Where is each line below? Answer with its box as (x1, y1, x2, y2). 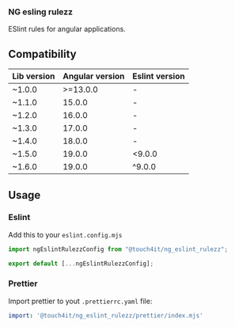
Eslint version (132, 70, 185, 82)
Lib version (12, 70, 55, 82)
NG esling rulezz (8, 6, 74, 17)
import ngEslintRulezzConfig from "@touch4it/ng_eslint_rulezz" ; (8, 245, 228, 253)
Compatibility (8, 47, 77, 61)
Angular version (63, 70, 125, 82)
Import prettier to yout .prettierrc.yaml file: (8, 296, 153, 306)
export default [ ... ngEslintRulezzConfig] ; (8, 260, 154, 268)
